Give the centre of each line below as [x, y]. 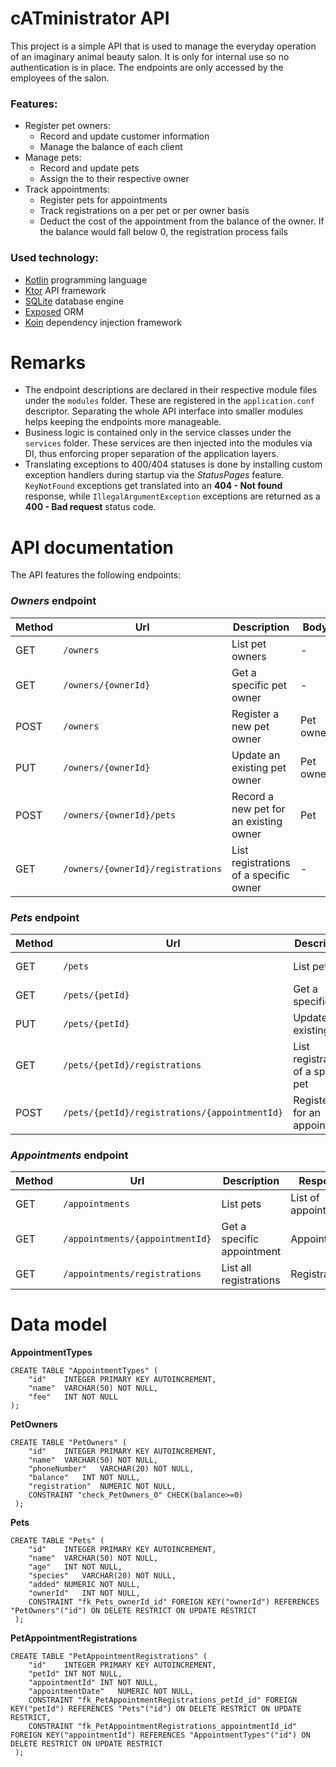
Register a [255, 714]
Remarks [48, 362]
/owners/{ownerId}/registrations [142, 868]
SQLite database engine [74, 301]
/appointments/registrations [132, 1274]
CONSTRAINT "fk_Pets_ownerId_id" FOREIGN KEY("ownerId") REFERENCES [174, 1602]
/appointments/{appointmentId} [137, 1239]
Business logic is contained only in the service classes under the [158, 433]
